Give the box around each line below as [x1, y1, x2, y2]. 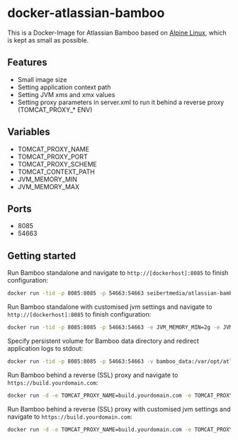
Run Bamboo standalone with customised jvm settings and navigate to [7, 303, 212, 311]
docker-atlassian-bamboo [7, 5, 165, 21]
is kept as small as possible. [7, 35, 89, 44]
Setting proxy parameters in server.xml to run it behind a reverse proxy [17, 98, 225, 106]
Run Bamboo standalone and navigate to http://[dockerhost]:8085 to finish [7, 269, 229, 277]
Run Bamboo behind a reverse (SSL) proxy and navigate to [7, 371, 178, 379]
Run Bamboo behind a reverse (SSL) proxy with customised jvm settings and [7, 405, 231, 413]
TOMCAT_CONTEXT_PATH [17, 167, 96, 176]
